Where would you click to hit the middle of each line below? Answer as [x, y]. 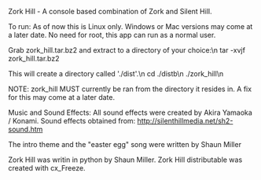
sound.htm [26, 129]
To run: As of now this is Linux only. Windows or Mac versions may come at [130, 26]
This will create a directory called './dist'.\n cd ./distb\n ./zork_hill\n [116, 73]
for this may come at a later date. [62, 97]
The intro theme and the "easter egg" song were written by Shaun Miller [125, 144]
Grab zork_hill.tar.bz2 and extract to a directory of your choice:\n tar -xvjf [127, 50]
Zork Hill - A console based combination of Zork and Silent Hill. [110, 11]
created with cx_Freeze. [47, 168]
